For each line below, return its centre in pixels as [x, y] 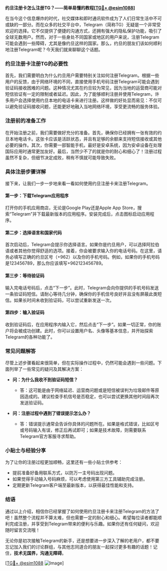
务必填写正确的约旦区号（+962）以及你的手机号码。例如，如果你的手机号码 [83, 257]
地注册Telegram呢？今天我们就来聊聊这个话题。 [54, 50]
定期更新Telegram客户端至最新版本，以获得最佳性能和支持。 [74, 485]
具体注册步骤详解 [26, 171]
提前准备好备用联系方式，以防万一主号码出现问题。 [65, 473]
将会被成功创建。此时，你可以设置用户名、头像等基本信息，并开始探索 [81, 330]
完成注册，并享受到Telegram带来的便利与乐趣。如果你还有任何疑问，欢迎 [84, 524]
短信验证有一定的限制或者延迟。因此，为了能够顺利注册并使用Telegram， [80, 94]
